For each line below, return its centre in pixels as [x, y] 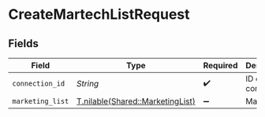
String [88, 84]
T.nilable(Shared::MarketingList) [136, 101]
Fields [24, 44]
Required [220, 66]
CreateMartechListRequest [99, 15]
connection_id [39, 84]
